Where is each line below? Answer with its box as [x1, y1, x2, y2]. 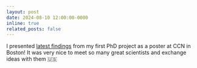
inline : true [6, 20, 40, 26]
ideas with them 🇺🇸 [6, 55, 58, 63]
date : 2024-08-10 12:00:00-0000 [6, 15, 88, 21]
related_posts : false [6, 25, 61, 32]
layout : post [6, 8, 40, 15]
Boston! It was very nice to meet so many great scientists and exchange [6, 49, 187, 56]
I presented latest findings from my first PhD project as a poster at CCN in [6, 42, 192, 50]
